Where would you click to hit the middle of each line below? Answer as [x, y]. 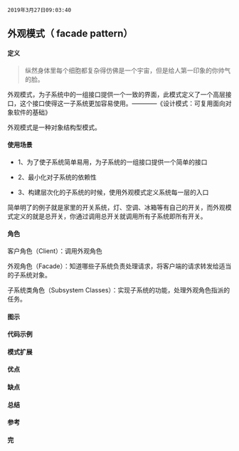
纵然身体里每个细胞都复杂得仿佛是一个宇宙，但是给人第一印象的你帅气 [128, 70]
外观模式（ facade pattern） [70, 34]
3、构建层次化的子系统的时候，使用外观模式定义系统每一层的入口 [113, 192]
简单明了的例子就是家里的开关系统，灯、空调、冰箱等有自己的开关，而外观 [116, 207]
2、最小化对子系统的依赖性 [57, 177]
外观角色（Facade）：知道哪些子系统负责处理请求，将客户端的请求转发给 [113, 266]
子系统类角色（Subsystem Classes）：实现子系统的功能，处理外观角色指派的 [119, 290]
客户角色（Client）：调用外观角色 [55, 251]
